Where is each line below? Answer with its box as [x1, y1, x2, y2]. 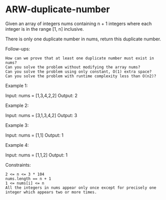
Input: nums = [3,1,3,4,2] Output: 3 [5, 112, 78, 118]
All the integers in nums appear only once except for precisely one [5, 185, 157, 190]
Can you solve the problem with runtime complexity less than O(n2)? [5, 73, 157, 79]
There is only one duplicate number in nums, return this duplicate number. [5, 36, 161, 42]
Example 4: [5, 142, 29, 148]
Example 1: [5, 82, 28, 88]
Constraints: [5, 162, 31, 168]
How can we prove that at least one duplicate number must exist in [5, 55, 154, 61]
